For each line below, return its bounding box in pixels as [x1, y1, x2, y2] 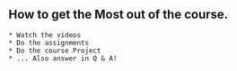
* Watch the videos [8, 30, 82, 39]
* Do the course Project [8, 46, 101, 55]
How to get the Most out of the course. [8, 7, 229, 22]
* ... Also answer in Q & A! [8, 53, 118, 63]
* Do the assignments [8, 38, 90, 47]
